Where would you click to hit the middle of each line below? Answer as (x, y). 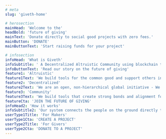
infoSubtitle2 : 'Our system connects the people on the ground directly (82, 110)
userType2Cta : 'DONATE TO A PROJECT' (44, 129)
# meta (12, 10)
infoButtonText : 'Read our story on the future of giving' (67, 69)
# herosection (20, 23)
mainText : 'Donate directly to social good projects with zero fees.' (79, 37)
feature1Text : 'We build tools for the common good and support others (80, 78)
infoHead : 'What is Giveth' (34, 60)
